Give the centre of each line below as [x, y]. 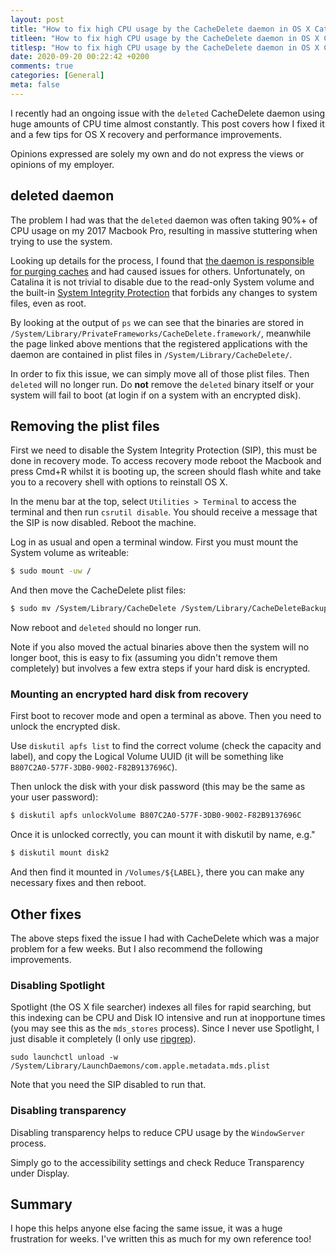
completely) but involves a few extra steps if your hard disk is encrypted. [160, 668]
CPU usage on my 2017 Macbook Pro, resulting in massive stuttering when [164, 230]
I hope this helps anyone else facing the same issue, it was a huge [146, 1228]
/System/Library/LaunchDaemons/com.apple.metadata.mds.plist [140, 1066]
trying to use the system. [61, 241]
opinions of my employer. [62, 164]
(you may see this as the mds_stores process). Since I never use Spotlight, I [165, 1028]
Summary [41, 1204]
